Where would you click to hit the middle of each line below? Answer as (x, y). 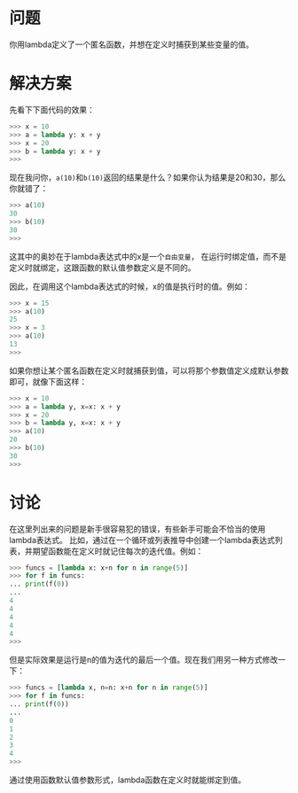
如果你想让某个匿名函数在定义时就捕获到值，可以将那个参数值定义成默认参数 (149, 370)
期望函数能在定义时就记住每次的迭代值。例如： (118, 551)
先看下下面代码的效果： (52, 109)
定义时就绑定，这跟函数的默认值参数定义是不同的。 (102, 268)
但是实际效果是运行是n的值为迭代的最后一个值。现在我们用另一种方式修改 (144, 660)
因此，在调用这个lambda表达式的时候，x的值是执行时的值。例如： (130, 286)
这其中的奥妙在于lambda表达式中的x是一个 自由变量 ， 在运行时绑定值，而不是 (148, 256)
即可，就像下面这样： (48, 381)
